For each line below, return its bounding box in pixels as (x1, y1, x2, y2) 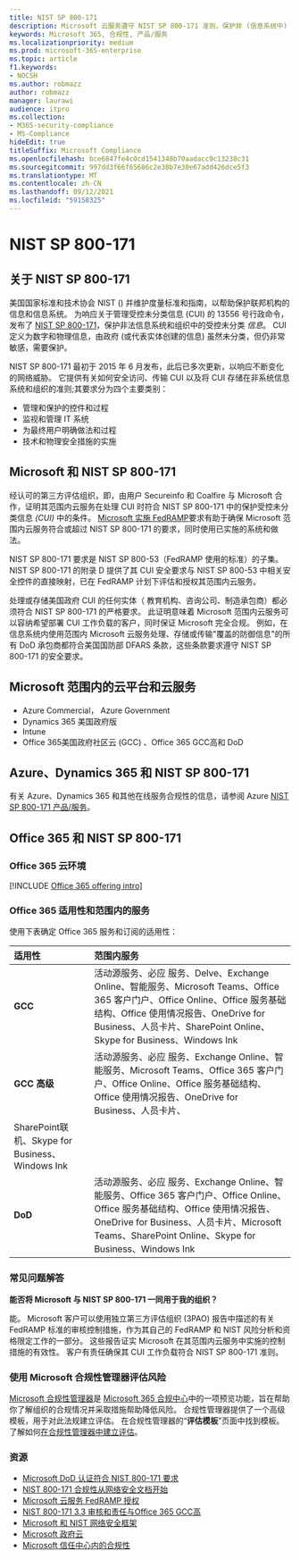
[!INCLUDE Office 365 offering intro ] (9, 881, 143, 891)
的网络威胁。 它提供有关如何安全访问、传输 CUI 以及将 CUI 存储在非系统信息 (9, 372, 290, 382)
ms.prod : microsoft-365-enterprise (9, 46, 142, 55)
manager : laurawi (9, 96, 74, 105)
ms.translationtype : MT (9, 171, 98, 180)
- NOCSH (9, 71, 38, 80)
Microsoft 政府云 (21, 1529, 84, 1539)
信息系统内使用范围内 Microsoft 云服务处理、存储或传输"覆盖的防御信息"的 (9, 628, 283, 639)
